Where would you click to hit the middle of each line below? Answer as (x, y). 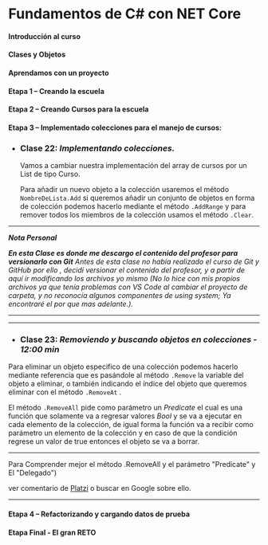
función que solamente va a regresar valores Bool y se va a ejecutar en (125, 416)
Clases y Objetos (37, 55)
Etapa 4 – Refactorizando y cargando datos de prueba (99, 514)
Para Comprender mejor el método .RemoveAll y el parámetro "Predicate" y (132, 465)
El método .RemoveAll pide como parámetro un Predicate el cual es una (126, 408)
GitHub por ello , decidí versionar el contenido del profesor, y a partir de (127, 270)
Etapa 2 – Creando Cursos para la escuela (79, 109)
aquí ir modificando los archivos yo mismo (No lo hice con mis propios (124, 279)
